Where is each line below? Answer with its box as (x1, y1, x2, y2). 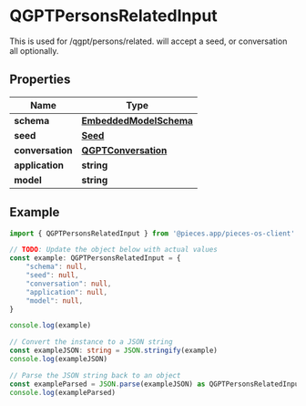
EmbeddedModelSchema (81, 114, 194, 127)
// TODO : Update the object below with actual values (9, 245, 219, 255)
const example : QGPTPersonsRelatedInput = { (9, 254, 181, 263)
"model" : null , (25, 296, 84, 306)
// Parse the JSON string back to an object (9, 370, 181, 380)
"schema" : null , (25, 262, 88, 272)
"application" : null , (25, 287, 107, 297)
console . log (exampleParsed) (9, 388, 117, 397)
